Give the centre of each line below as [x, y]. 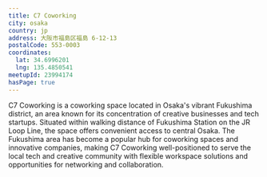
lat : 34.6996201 [42, 61]
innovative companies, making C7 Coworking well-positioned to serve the [130, 147]
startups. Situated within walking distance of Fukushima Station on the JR [129, 122]
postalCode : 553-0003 [44, 45]
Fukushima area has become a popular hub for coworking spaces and [123, 139]
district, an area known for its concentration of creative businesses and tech [134, 113]
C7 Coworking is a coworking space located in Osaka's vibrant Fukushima [130, 105]
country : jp [28, 30]
